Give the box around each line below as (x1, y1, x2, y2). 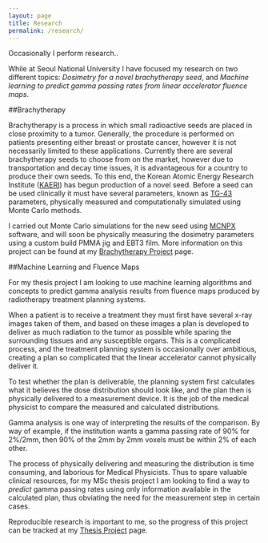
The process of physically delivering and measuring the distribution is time (8, 459, 254, 469)
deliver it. (8, 361, 39, 371)
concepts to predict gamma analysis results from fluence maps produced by (8, 286, 260, 296)
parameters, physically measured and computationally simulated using (8, 197, 242, 207)
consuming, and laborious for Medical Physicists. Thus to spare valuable (8, 468, 248, 477)
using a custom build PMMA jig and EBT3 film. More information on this (8, 238, 243, 248)
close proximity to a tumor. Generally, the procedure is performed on (8, 129, 234, 139)
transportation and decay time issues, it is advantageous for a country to (8, 163, 248, 173)
